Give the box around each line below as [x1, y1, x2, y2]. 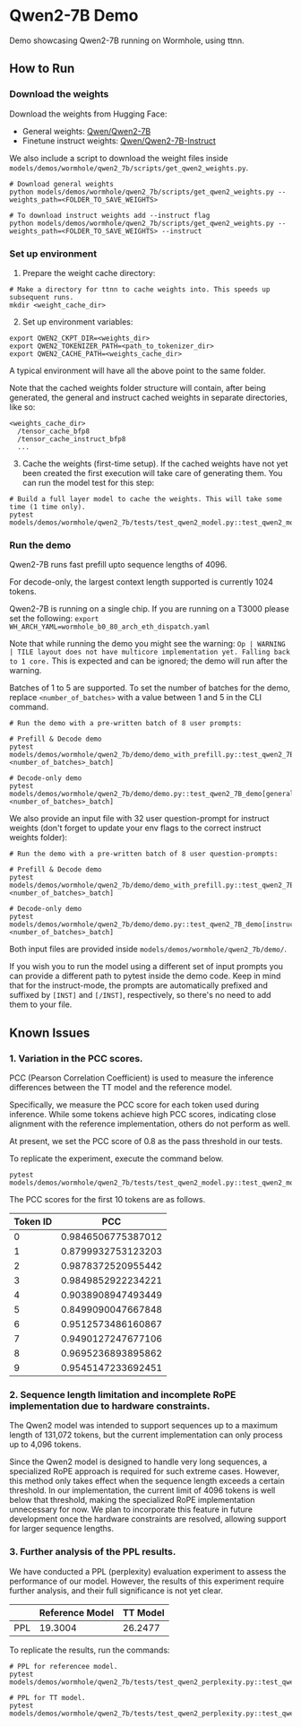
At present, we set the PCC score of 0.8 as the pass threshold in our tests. [9, 1135, 283, 1146]
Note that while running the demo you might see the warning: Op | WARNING [9, 638, 286, 649]
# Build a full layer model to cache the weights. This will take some [9, 494, 282, 503]
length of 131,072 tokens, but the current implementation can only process [9, 1429, 284, 1440]
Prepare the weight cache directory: [21, 267, 156, 278]
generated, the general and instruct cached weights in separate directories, [9, 392, 288, 403]
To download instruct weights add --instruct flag [17, 211, 211, 220]
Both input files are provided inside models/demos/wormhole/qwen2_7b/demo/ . [9, 943, 287, 955]
